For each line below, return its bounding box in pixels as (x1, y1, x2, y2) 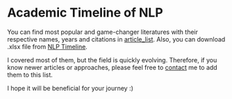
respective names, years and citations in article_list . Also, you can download (7, 35, 226, 43)
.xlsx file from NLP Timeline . (7, 42, 88, 51)
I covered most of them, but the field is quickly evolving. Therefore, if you (7, 55, 217, 64)
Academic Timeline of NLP (7, 5, 163, 21)
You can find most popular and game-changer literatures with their (7, 28, 198, 36)
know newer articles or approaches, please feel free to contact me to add (7, 63, 217, 71)
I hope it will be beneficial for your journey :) (7, 84, 134, 92)
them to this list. (7, 71, 53, 79)
